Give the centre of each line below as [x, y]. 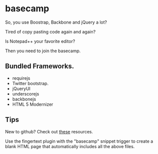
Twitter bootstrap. [30, 83]
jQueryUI [21, 89]
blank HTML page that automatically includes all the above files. [70, 146]
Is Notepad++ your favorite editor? [40, 41]
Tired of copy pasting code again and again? [50, 31]
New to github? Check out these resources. [49, 131]
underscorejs [26, 93]
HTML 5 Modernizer [32, 104]
